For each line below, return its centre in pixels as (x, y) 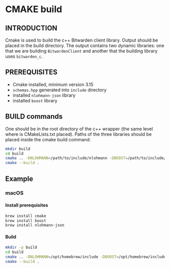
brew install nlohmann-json (35, 225)
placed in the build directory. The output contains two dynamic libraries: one (85, 46)
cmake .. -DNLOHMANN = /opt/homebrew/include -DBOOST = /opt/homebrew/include (86, 257)
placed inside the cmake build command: (48, 139)
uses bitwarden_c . (24, 56)
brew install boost (26, 221)
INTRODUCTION (31, 28)
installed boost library (35, 100)
